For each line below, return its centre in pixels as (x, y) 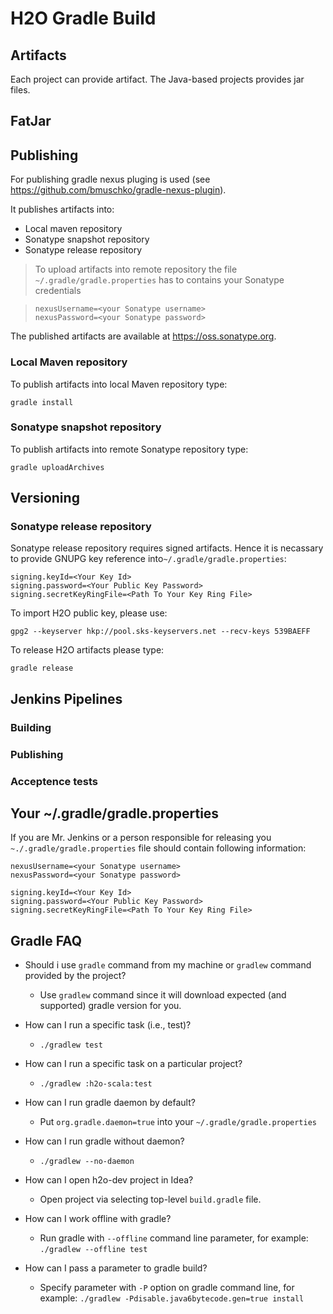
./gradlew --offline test (93, 1250)
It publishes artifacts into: (62, 209)
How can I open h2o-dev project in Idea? (109, 1180)
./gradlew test (71, 1045)
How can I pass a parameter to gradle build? (116, 1268)
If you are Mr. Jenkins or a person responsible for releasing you (141, 838)
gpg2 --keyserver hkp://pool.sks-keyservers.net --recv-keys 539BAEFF (160, 632)
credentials (58, 291)
